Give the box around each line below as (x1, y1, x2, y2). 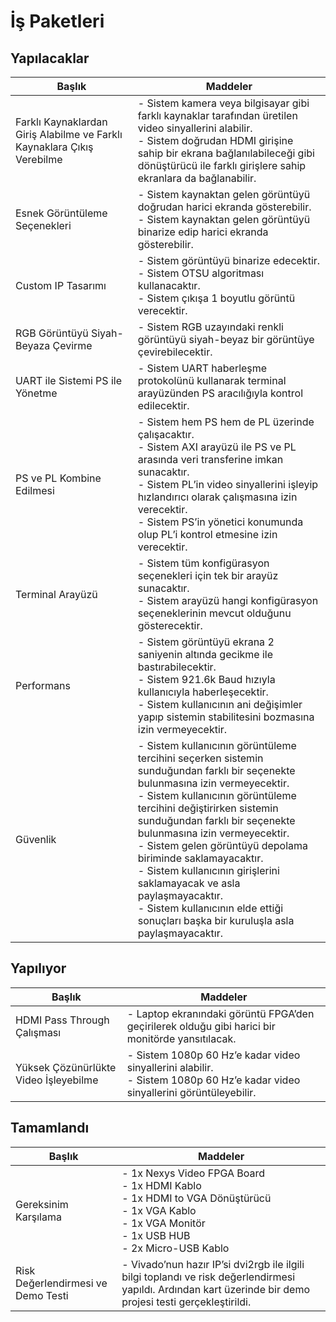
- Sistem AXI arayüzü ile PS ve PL (137, 440, 297, 454)
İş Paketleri (10, 10, 105, 33)
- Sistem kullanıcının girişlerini (137, 864, 280, 877)
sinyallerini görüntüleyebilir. (126, 1085, 257, 1099)
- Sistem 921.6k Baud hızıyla (137, 673, 276, 686)
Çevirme (52, 339, 93, 352)
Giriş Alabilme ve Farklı (15, 128, 123, 141)
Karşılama (15, 1210, 62, 1224)
